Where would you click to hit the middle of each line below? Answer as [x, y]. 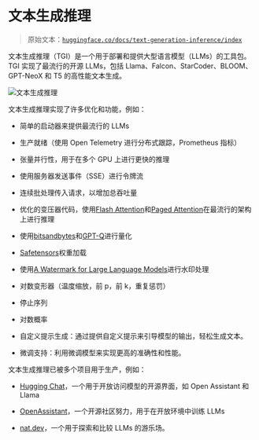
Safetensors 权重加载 [53, 252]
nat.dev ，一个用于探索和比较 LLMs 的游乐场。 [94, 427]
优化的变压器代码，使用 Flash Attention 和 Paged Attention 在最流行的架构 [135, 209]
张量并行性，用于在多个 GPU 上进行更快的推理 [94, 159]
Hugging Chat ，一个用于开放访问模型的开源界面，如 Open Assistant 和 [134, 386]
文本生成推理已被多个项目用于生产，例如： [77, 369]
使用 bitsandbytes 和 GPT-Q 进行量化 [76, 236]
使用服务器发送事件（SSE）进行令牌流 [81, 176]
